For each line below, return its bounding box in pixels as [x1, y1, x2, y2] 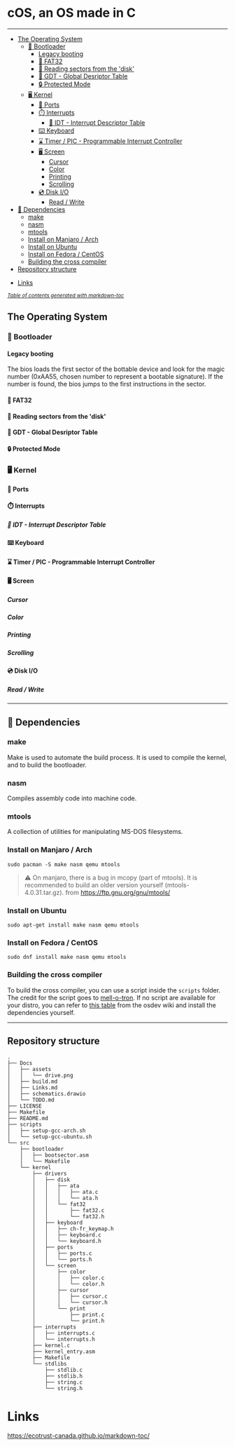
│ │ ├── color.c [32, 1274, 105, 1281]
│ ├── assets [7, 1066, 52, 1073]
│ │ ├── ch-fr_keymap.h [32, 1225, 114, 1232]
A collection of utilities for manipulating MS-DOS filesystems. [7, 828, 183, 836]
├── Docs [7, 1060, 33, 1067]
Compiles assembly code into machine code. [7, 794, 137, 802]
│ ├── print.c [32, 1312, 105, 1319]
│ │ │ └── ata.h [32, 1194, 99, 1202]
